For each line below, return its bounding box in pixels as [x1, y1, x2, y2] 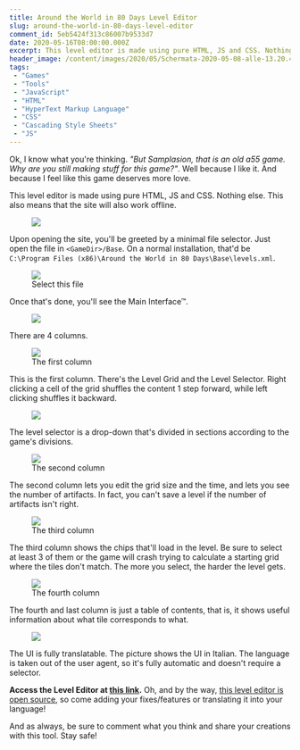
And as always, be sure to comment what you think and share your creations [9, 721, 291, 731]
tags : [9, 63, 29, 72]
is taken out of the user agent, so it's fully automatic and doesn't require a [9, 657, 281, 668]
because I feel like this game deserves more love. [9, 172, 192, 183]
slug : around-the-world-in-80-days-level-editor [9, 21, 194, 30]
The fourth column [31, 587, 100, 598]
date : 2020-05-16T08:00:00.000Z [9, 37, 129, 47]
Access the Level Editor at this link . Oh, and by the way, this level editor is [9, 684, 284, 695]
